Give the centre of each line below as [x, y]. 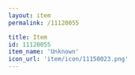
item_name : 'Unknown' [44, 52]
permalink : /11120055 [44, 23]
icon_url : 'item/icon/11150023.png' [68, 59]
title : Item [28, 37]
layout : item [30, 15]
